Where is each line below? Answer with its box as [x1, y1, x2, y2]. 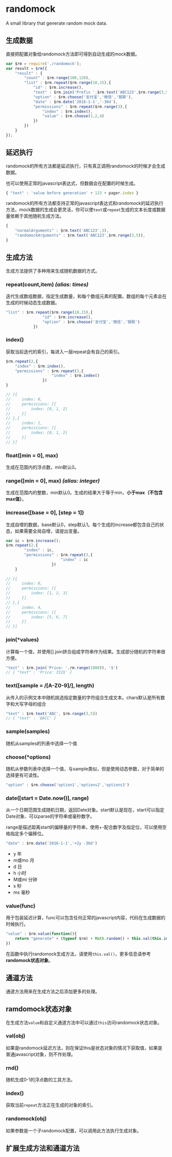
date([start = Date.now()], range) [6, 794, 89, 801]
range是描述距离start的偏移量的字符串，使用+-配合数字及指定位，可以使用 [6, 824, 162, 831]
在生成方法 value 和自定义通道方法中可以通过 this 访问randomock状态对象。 [6, 1019, 162, 1026]
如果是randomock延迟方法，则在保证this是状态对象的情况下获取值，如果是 [6, 1045, 163, 1051]
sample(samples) [6, 728, 50, 735]
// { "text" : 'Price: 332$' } [6, 670, 72, 675]
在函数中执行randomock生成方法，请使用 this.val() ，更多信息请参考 [6, 951, 151, 957]
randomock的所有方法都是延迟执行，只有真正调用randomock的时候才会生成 [6, 163, 165, 169]
